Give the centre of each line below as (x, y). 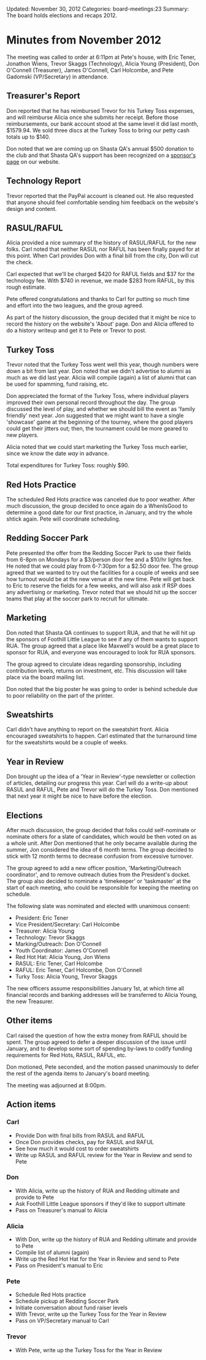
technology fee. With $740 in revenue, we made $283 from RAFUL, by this (101, 281)
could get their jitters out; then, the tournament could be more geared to (97, 429)
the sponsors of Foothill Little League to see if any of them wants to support (102, 639)
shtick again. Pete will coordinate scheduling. (63, 519)
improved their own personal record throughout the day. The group (91, 403)
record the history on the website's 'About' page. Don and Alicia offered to (100, 324)
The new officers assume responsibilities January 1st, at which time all (95, 988)
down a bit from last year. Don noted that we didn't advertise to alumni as (99, 371)
